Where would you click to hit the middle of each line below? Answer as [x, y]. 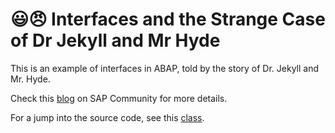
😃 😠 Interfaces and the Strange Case [168, 19]
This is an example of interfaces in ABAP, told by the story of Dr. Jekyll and [165, 68]
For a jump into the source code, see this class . [107, 117]
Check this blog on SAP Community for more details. [119, 98]
